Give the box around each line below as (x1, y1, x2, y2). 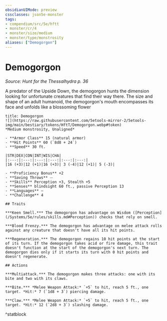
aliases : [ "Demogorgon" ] (5, 40, 57, 45)
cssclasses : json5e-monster (5, 12, 64, 17)
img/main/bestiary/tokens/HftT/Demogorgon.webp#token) (5, 122, 122, 127)
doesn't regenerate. (5, 254, 48, 259)
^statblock (5, 311, 26, 317)
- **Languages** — (5, 188, 43, 193)
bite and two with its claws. (5, 276, 68, 281)
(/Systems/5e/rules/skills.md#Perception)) (5, 214, 97, 220)
